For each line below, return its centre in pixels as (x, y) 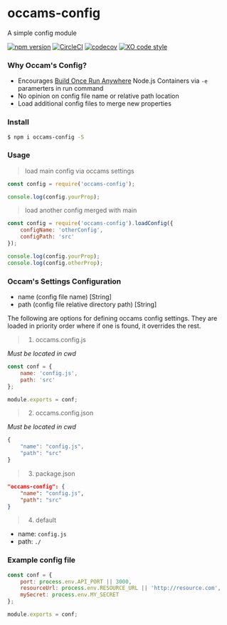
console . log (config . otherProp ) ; (55, 263)
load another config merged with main (81, 210)
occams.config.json (64, 413)
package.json (55, 474)
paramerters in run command (60, 89)
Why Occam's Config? (47, 65)
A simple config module (42, 33)
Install (19, 122)
